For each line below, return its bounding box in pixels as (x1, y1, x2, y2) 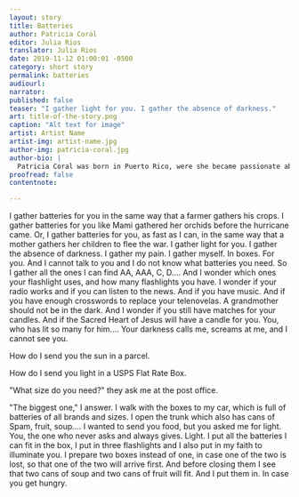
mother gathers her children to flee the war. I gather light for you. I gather (9, 239, 278, 250)
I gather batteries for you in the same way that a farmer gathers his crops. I (9, 211, 285, 221)
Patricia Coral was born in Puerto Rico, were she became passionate (17, 162, 280, 171)
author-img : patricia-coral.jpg (9, 145, 129, 154)
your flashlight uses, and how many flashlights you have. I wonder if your (9, 277, 278, 287)
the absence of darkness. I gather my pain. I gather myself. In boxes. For (9, 248, 275, 259)
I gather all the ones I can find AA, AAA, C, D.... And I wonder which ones (9, 268, 277, 278)
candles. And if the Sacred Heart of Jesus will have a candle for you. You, (9, 315, 279, 325)
